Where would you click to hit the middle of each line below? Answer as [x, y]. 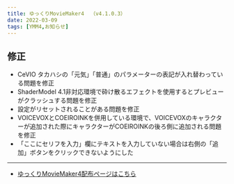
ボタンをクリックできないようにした [81, 153]
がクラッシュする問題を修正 [57, 101]
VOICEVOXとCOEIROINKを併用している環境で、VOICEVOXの [104, 118]
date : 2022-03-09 [32, 20]
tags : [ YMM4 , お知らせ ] [38, 26]
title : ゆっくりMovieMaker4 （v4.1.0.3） [67, 14]
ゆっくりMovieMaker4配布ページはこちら [77, 174]
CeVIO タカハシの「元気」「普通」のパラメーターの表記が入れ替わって [117, 74]
